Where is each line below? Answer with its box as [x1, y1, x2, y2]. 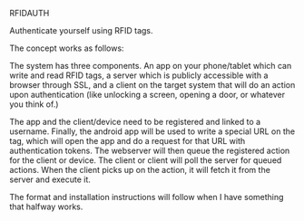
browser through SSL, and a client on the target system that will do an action [9, 80, 296, 90]
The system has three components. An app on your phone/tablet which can [9, 61, 292, 71]
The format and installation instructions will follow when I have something [9, 192, 284, 202]
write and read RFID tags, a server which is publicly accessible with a [9, 70, 269, 81]
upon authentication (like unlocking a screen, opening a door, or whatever [9, 90, 286, 100]
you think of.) [9, 99, 59, 110]
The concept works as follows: [9, 43, 124, 53]
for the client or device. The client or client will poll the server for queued [9, 155, 282, 166]
